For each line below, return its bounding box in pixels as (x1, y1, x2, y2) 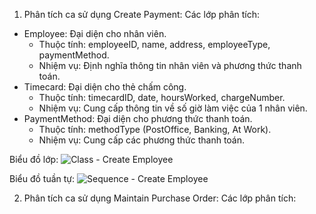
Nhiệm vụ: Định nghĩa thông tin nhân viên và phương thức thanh (38, 60, 302, 71)
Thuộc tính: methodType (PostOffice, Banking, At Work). (38, 124, 272, 135)
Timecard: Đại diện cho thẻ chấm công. (23, 81, 187, 93)
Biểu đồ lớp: (9, 154, 59, 165)
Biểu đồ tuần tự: (9, 173, 76, 184)
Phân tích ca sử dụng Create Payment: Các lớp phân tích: (23, 9, 261, 20)
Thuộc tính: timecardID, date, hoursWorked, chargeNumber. (38, 92, 286, 103)
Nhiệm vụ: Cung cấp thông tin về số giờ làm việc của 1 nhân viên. (38, 102, 308, 114)
